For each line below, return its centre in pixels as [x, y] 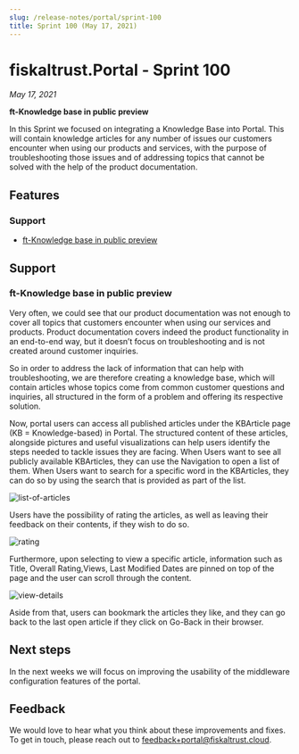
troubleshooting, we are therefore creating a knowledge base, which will [142, 377]
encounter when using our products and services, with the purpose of [138, 148]
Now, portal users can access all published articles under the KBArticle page [150, 423]
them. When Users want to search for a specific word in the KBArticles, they [149, 470]
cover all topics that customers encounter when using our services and [140, 322]
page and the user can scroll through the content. [100, 577]
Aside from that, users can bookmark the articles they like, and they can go [147, 612]
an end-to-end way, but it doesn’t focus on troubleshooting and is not [137, 341]
